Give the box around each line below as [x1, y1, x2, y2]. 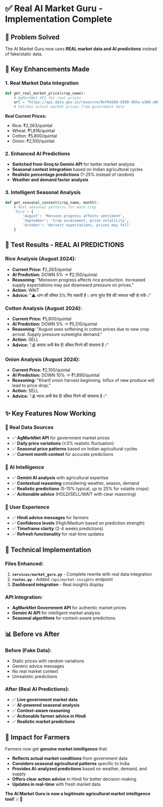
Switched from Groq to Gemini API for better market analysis [12, 161, 135, 167]
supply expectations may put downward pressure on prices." [12, 282, 134, 288]
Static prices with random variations [12, 658, 84, 664]
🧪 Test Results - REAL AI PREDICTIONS [5, 241, 125, 249]
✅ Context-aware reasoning [12, 708, 70, 713]
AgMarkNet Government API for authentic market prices [12, 605, 127, 611]
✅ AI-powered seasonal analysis [12, 702, 80, 708]
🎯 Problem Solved [5, 33, 60, 41]
